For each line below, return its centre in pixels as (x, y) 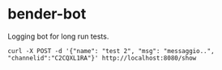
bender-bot (47, 14)
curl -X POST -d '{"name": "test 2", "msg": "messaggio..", (111, 51)
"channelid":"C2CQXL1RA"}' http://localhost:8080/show (102, 58)
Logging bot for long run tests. (58, 36)
